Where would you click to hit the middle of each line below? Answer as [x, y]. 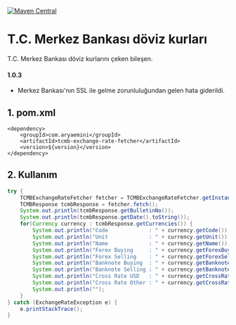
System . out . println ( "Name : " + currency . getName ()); [132, 243]
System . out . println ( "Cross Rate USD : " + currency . [114, 276]
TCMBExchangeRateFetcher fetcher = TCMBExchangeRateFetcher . [111, 198]
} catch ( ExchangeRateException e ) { [63, 302]
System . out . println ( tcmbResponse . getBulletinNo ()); [97, 211]
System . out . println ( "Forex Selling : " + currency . [114, 257]
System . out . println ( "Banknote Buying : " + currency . [114, 263]
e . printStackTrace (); [51, 309]
